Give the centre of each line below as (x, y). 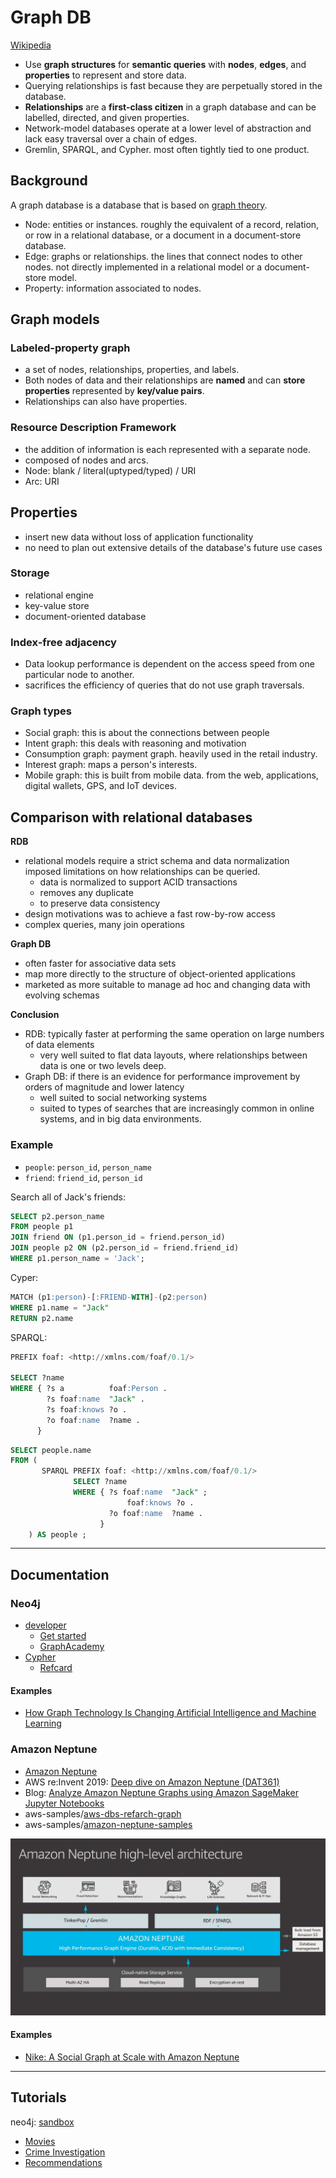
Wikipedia (31, 45)
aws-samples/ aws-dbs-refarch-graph (103, 1813)
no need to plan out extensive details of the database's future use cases (173, 547)
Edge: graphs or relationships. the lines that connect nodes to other (163, 256)
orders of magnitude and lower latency (104, 1087)
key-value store (57, 605)
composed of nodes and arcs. (86, 460)
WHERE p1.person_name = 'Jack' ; (77, 1259)
